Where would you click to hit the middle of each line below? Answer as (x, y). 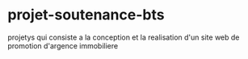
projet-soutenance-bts (86, 15)
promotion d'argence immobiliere (63, 45)
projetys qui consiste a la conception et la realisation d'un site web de (124, 37)
